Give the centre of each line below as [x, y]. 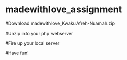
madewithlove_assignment [64, 9]
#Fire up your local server [32, 43]
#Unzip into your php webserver [39, 33]
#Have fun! [17, 53]
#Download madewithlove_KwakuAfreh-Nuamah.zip [60, 23]
